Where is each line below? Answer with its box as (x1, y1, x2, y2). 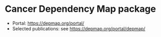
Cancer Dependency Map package (5, 3, 156, 15)
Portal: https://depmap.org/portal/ (12, 20, 84, 26)
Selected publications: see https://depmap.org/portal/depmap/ (12, 25, 146, 31)
